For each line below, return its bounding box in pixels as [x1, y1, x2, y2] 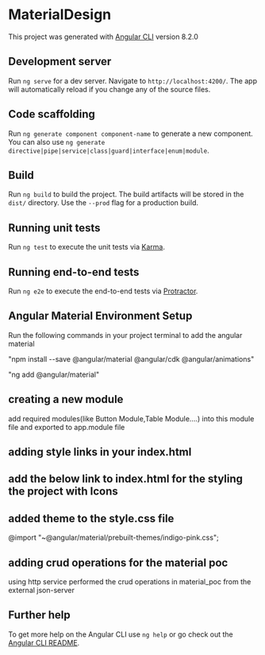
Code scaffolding [8, 107, 95, 121]
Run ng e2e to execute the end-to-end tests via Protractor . [8, 286, 198, 296]
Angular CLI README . [8, 638, 80, 647]
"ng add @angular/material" [8, 370, 100, 379]
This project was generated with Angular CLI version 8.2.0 [8, 32, 198, 41]
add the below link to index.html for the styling [8, 472, 244, 486]
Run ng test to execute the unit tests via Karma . [8, 242, 165, 252]
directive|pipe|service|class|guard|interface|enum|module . [8, 145, 209, 155]
